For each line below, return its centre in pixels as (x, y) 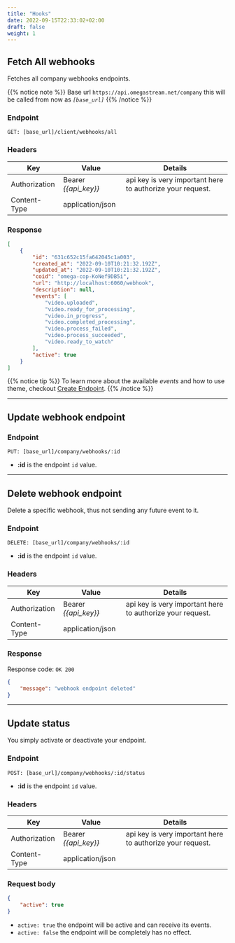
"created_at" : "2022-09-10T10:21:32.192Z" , (97, 263)
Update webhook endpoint (66, 417)
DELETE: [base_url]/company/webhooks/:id (69, 543)
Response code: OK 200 (41, 669)
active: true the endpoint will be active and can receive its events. (114, 925)
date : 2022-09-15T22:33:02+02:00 (56, 20)
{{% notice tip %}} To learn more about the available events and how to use (116, 381)
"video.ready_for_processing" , (90, 309)
